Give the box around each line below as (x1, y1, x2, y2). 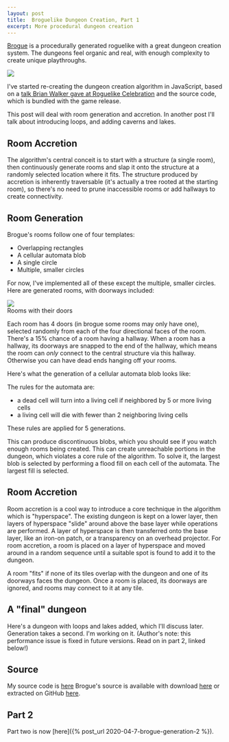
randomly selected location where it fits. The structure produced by (7, 170, 198, 179)
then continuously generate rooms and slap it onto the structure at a (7, 163, 200, 172)
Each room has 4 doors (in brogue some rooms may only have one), (7, 320, 200, 328)
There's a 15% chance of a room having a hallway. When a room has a (7, 335, 206, 342)
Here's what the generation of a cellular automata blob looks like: (7, 370, 191, 378)
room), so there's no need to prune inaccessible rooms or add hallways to (7, 185, 216, 193)
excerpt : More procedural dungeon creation (7, 23, 134, 30)
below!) (7, 644, 29, 652)
